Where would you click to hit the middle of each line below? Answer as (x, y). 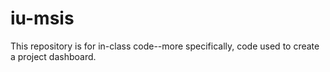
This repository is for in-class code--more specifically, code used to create (165, 46)
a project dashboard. (53, 56)
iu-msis (42, 18)
